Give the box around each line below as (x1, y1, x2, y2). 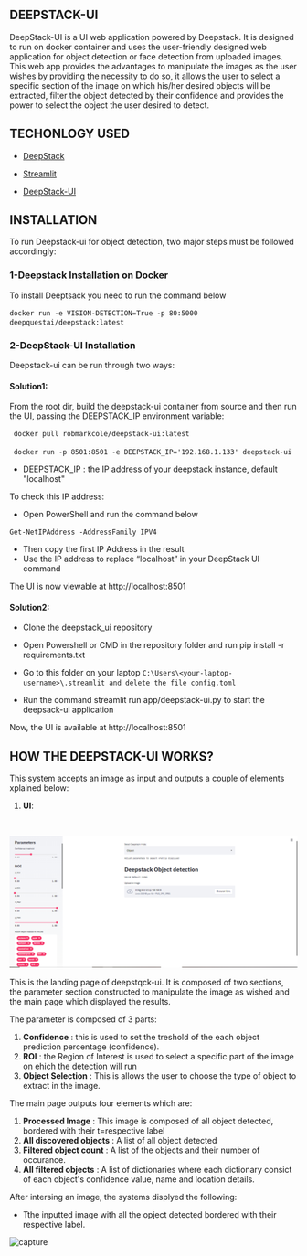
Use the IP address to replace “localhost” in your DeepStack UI (22, 553, 260, 565)
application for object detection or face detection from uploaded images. (9, 50, 283, 62)
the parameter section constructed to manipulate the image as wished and (9, 986, 290, 997)
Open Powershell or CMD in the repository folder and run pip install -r (22, 640, 285, 651)
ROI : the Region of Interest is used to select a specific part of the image (22, 1051, 294, 1062)
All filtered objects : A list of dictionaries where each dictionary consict (22, 1165, 292, 1176)
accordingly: (9, 246, 57, 257)
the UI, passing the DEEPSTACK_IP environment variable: (9, 410, 225, 421)
